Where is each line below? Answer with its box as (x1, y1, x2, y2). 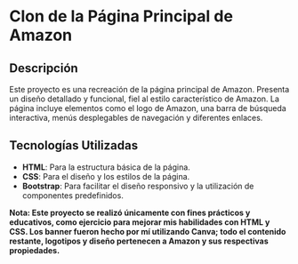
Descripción (9, 60, 78, 76)
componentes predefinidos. (21, 189, 125, 201)
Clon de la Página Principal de (9, 6, 234, 27)
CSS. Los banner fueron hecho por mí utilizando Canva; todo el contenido (9, 226, 286, 236)
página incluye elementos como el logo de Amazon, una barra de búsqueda (9, 103, 286, 113)
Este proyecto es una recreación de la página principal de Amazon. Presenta (9, 84, 290, 94)
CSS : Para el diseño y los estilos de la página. (21, 171, 190, 181)
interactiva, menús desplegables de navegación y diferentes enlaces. (9, 113, 263, 123)
